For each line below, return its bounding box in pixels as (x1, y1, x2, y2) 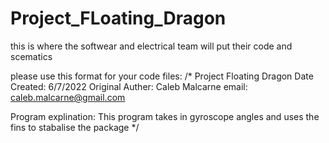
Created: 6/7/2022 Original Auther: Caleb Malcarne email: (10, 80, 248, 92)
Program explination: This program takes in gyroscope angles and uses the (10, 110, 320, 122)
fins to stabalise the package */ (10, 121, 140, 133)
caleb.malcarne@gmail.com (10, 91, 126, 103)
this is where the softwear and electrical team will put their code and (10, 40, 293, 52)
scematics (10, 50, 53, 62)
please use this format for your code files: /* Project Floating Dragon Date (10, 70, 314, 82)
